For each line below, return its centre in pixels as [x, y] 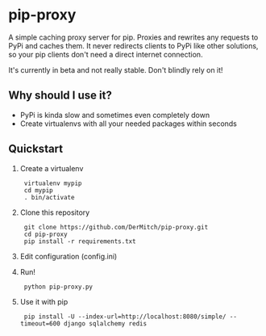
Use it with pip [44, 301]
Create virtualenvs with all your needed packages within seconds [129, 124]
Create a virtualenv [52, 168]
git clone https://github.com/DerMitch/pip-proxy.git [116, 227]
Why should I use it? [60, 96]
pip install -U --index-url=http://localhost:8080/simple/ [125, 317]
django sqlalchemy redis [105, 323]
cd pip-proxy [46, 234]
